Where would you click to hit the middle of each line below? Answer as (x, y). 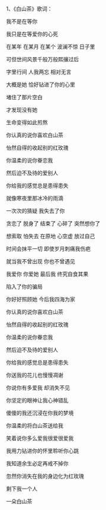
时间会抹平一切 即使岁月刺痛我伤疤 (48, 249)
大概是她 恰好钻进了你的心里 (41, 84)
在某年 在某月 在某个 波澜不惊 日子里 (51, 47)
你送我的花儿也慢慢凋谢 (35, 375)
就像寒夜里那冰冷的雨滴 (35, 198)
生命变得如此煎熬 (27, 122)
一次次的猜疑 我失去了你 (36, 211)
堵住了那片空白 (24, 97)
